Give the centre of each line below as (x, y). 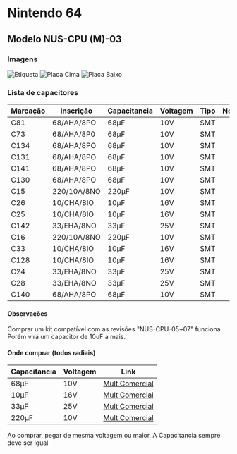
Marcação (28, 111)
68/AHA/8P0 (73, 134)
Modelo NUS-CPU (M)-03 (65, 39)
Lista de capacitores (43, 92)
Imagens (23, 59)
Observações (28, 313)
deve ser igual (28, 443)
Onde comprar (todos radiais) (51, 352)
